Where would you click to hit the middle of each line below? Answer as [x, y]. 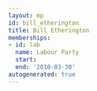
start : [26, 60]
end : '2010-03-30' [46, 67]
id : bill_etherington [44, 23]
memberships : [30, 38]
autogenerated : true [42, 74]
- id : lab [24, 45]
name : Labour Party [47, 52]
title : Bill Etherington [49, 30]
